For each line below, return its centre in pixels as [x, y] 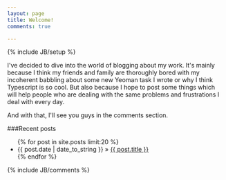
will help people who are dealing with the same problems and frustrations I [113, 94]
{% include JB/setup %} [41, 52]
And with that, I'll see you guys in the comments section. [87, 115]
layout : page [26, 13]
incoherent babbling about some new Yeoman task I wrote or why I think [110, 80]
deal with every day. [36, 102]
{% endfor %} [37, 157]
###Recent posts [32, 129]
